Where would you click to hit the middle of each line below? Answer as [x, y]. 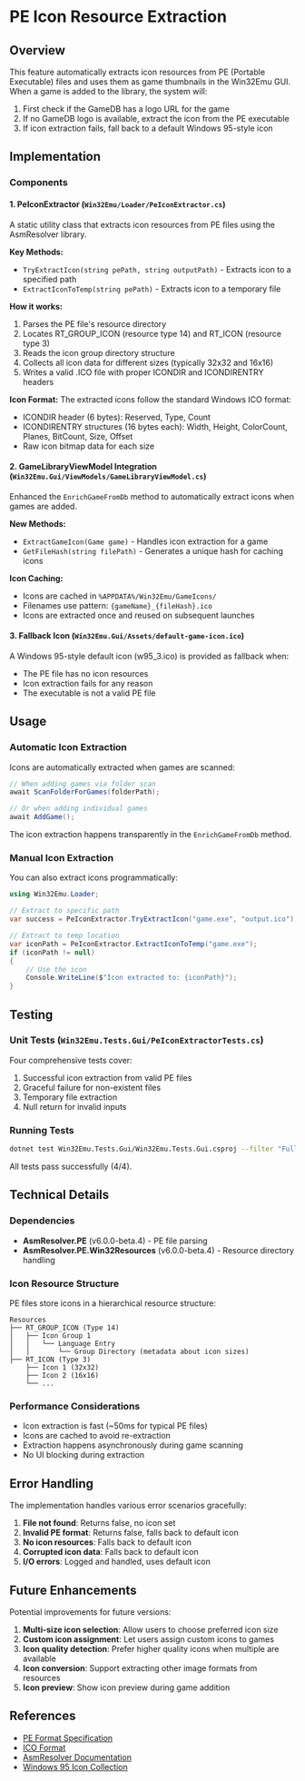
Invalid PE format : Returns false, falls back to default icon [130, 1533]
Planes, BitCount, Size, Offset [78, 436]
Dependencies [42, 1221]
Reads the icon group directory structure [98, 352]
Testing [31, 1014]
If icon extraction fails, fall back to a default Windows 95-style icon [148, 128]
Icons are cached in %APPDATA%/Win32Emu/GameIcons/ [119, 596]
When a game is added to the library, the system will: [108, 91]
